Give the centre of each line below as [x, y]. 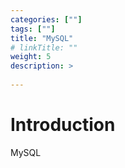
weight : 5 [31, 57]
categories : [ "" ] [46, 19]
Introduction [63, 125]
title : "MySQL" [42, 38]
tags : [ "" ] [33, 29]
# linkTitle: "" [44, 47]
